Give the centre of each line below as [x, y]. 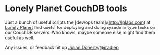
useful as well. [20, 38]
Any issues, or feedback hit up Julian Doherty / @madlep [62, 47]
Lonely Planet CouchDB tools [66, 9]
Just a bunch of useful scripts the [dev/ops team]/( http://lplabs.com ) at [78, 22]
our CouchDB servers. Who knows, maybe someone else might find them [80, 32]
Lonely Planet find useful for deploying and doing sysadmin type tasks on [80, 27]
